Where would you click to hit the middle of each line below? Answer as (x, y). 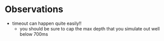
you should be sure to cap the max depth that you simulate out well (90, 28)
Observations (34, 9)
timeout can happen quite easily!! (47, 23)
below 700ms (34, 34)
